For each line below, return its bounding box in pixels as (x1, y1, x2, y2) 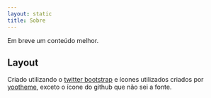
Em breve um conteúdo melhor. (7, 36, 99, 44)
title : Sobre (7, 17, 46, 24)
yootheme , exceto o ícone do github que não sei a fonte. (7, 82, 172, 92)
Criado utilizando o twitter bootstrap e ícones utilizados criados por (7, 75, 204, 84)
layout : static (7, 10, 52, 18)
